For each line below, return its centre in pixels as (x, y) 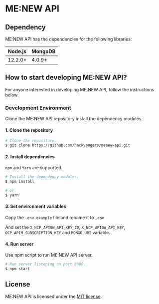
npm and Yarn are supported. (34, 168)
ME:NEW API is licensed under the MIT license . (54, 296)
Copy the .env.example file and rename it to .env (55, 217)
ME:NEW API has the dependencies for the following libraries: (69, 39)
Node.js (17, 51)
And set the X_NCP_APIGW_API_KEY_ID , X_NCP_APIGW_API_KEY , (65, 227)
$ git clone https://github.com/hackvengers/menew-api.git (68, 145)
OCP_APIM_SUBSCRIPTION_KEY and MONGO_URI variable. (58, 232)
